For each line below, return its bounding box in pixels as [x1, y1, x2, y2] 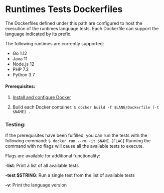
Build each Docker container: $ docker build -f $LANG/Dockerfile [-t [12, 104, 159, 110]
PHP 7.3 [12, 66, 29, 72]
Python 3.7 [12, 71, 35, 77]
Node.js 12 [12, 61, 35, 67]
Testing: [5, 121, 26, 128]
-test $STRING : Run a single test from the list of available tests [5, 172, 135, 178]
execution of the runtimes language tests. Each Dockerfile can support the [5, 25, 159, 31]
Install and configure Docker [12, 94, 71, 101]
